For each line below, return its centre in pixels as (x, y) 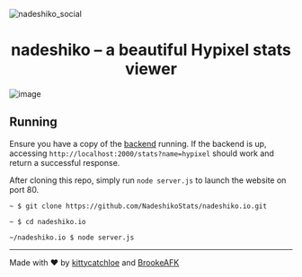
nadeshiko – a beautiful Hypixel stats (151, 50)
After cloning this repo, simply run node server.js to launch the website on (148, 180)
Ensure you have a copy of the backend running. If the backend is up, (138, 143)
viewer (151, 69)
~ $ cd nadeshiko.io (48, 221)
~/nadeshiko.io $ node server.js (72, 238)
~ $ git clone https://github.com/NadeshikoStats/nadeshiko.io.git (138, 206)
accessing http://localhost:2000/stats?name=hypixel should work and (142, 153)
